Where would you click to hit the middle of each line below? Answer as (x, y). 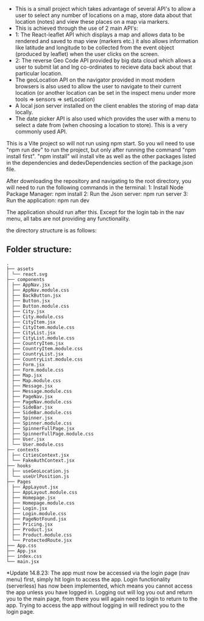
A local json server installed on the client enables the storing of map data (107, 106)
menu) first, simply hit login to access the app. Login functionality (88, 579)
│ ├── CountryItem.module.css (45, 349)
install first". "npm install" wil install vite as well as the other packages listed (101, 156)
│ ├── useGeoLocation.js (38, 471)
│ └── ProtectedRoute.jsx (39, 540)
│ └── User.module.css (35, 444)
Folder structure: (39, 250)
